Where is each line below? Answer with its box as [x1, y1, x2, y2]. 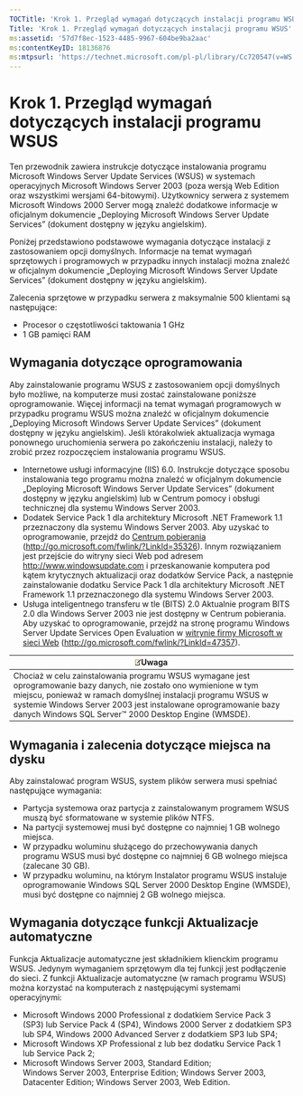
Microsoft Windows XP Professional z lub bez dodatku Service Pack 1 [22, 1038, 281, 1049]
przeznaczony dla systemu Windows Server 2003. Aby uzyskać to [22, 521, 270, 533]
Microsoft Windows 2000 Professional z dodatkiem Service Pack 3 [22, 1009, 271, 1020]
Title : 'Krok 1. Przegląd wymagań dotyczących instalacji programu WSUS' [9, 24, 293, 33]
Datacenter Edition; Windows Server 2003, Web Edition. [22, 1076, 231, 1087]
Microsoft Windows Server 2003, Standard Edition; [22, 1057, 212, 1068]
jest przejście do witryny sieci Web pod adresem [22, 550, 204, 561]
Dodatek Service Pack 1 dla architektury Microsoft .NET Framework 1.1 [22, 512, 283, 523]
